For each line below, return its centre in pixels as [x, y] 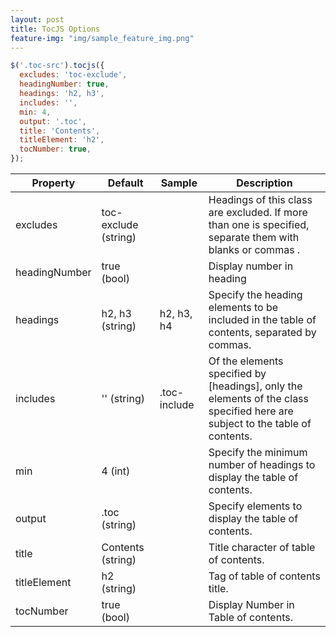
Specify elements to [255, 506]
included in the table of [262, 319]
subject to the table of [260, 423]
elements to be [243, 307]
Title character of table [262, 547]
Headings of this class [260, 199]
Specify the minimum [258, 452]
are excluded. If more [258, 212]
